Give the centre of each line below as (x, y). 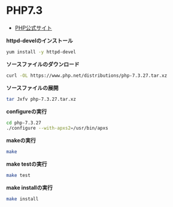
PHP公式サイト (34, 28)
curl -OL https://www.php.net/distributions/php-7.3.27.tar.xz (87, 76)
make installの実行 (29, 188)
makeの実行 (21, 140)
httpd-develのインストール (40, 40)
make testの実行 (27, 164)
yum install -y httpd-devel (41, 52)
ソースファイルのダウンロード (43, 64)
